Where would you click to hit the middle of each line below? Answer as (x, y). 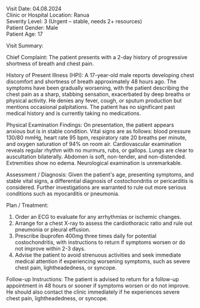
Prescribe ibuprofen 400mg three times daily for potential (86, 236)
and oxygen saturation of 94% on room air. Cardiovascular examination (94, 144)
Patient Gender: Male (32, 28)
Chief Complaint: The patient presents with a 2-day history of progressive (97, 57)
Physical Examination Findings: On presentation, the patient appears (90, 125)
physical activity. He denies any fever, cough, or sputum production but (94, 100)
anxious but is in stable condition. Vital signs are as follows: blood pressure (99, 131)
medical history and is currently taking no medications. (74, 113)
